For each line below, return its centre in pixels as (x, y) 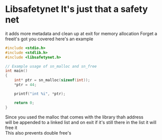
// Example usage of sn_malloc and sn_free (51, 66)
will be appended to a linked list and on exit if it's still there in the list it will (81, 122)
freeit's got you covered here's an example (49, 39)
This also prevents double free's (38, 133)
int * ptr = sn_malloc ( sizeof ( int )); (52, 80)
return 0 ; (24, 103)
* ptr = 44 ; (25, 85)
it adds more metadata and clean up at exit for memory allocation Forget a (81, 33)
